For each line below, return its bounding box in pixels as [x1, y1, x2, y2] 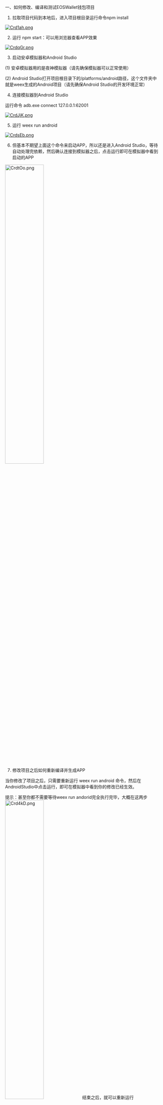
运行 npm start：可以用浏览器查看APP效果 [12, 35, 97, 40]
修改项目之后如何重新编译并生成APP [12, 767, 86, 773]
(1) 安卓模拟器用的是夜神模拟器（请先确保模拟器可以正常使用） [5, 65, 131, 71]
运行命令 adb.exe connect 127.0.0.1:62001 [5, 103, 89, 108]
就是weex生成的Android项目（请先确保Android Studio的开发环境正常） [5, 81, 148, 87]
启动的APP [12, 155, 34, 160]
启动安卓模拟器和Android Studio [12, 54, 77, 60]
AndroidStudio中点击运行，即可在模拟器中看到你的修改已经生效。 [5, 784, 137, 789]
